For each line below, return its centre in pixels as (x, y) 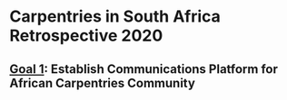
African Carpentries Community (102, 83)
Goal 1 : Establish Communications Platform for (144, 69)
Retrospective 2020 (86, 36)
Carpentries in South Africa (115, 17)
